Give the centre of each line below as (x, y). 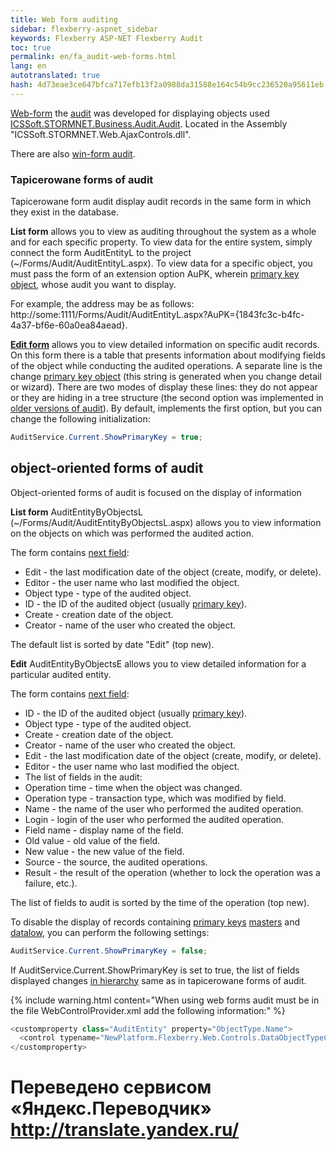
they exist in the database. (64, 212)
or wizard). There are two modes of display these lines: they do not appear (164, 387)
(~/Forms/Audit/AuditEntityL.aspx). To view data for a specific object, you (161, 263)
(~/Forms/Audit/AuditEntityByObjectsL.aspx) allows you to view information (166, 522)
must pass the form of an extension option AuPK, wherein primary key (155, 274)
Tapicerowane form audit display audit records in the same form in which (161, 202)
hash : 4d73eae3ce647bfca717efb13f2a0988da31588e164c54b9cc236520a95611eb (167, 85)
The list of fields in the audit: (83, 777)
